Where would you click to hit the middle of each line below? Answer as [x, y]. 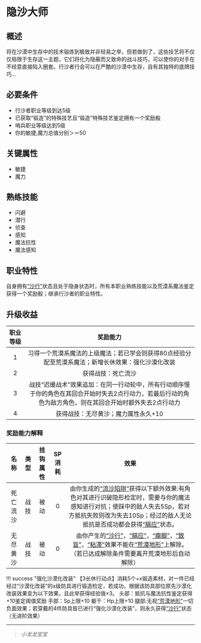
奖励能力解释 [25, 433]
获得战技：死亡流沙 [110, 373]
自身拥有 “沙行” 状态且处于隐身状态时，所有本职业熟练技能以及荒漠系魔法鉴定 [100, 286]
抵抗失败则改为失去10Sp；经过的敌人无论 [133, 516]
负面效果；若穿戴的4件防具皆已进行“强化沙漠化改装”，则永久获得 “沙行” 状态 [99, 608]
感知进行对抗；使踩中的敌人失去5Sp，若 [127, 507]
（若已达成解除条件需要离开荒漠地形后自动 [130, 554]
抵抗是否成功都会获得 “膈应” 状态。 [130, 525]
